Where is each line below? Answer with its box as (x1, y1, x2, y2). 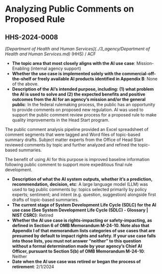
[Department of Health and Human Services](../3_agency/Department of (5, 46, 150, 51)
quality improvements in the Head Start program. (12, 117, 110, 123)
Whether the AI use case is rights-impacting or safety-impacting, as (12, 217, 152, 223)
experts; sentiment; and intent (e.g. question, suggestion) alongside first (12, 192, 156, 197)
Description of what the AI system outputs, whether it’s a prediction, (12, 176, 153, 182)
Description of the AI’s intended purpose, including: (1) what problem (12, 86, 154, 92)
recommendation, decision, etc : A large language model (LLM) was (12, 181, 148, 187)
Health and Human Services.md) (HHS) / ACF (5, 51, 96, 57)
